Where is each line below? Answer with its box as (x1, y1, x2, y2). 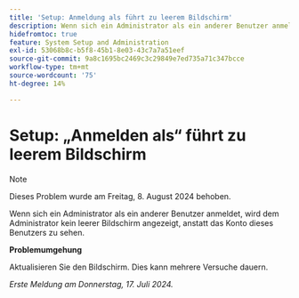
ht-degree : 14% (9, 79, 66, 88)
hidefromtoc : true (9, 29, 77, 38)
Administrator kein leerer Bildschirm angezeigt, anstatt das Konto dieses (9, 217, 274, 228)
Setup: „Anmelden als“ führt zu (9, 125, 246, 145)
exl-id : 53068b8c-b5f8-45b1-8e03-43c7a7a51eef (9, 46, 185, 55)
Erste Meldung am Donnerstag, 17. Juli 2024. (9, 278, 174, 289)
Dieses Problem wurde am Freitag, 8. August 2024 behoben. (9, 190, 231, 201)
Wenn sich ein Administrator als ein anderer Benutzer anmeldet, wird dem (9, 208, 279, 219)
